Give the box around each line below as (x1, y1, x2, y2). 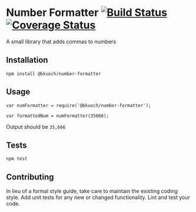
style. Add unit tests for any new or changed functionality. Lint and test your (6, 194, 190, 201)
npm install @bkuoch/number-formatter (6, 71, 101, 77)
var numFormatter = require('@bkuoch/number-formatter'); (6, 102, 151, 109)
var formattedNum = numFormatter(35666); (6, 113, 109, 119)
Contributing (6, 172, 54, 182)
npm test (6, 156, 28, 162)
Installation (6, 55, 48, 65)
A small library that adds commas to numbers (6, 38, 117, 45)
